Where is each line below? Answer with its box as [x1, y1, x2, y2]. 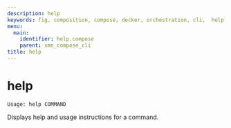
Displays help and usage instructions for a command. [7, 113, 159, 121]
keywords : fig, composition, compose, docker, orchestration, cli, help [7, 17, 225, 23]
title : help [7, 49, 41, 56]
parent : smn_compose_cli [19, 42, 91, 49]
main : [13, 29, 30, 36]
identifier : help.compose [19, 36, 95, 43]
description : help [7, 10, 60, 17]
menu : [7, 23, 23, 30]
